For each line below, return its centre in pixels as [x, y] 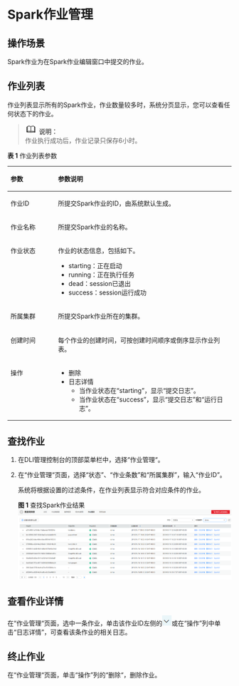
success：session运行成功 [108, 292]
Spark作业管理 [51, 15]
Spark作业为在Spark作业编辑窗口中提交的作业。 [78, 62]
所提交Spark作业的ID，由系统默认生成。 [117, 203]
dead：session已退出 [100, 284]
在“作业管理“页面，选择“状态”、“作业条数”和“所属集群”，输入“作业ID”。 [122, 475]
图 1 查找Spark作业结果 [51, 505]
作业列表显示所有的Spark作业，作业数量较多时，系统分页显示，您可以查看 [116, 105]
